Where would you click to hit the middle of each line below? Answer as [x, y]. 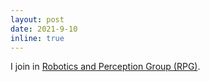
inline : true [37, 38]
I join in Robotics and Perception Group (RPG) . [105, 67]
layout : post [37, 19]
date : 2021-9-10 [44, 29]
